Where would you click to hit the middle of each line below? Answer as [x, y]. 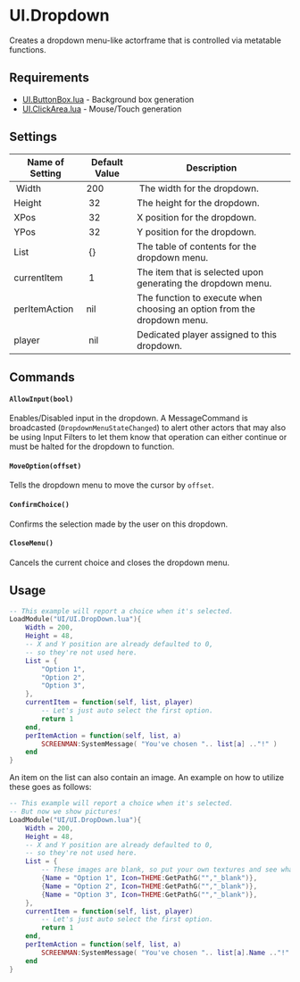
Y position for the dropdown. [197, 231]
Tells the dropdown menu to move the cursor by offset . [112, 485]
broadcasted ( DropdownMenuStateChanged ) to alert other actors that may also [148, 428]
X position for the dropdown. [197, 217]
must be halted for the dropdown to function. [92, 446]
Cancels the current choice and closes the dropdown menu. [120, 562]
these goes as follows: [50, 787]
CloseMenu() [31, 544]
